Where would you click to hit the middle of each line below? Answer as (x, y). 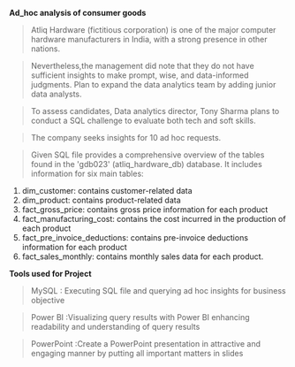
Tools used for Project (50, 274)
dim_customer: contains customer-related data (107, 191)
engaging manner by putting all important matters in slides (137, 353)
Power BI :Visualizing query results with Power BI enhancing (140, 317)
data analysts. (56, 94)
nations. (45, 49)
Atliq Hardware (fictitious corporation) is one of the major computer (153, 30)
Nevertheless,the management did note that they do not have (142, 66)
